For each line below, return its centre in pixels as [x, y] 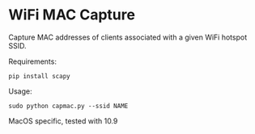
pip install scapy [39, 76]
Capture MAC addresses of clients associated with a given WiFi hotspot [128, 37]
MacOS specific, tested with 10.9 [63, 121]
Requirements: [32, 61]
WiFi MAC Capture [72, 15]
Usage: [20, 91]
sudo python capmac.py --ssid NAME [68, 106]
